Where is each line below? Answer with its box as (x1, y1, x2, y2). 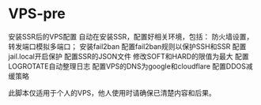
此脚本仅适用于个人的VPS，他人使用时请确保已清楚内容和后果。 (8, 88, 216, 97)
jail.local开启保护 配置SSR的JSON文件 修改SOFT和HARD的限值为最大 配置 (8, 51, 249, 61)
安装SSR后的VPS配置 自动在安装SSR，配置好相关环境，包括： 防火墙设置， (8, 32, 254, 41)
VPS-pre (8, 5, 66, 23)
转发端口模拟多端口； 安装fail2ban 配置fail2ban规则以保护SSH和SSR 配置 (8, 41, 247, 51)
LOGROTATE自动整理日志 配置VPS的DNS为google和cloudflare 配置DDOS (8, 61, 247, 71)
